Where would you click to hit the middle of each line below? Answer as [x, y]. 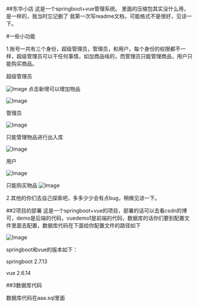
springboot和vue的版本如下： [42, 249]
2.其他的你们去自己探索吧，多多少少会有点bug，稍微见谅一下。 [83, 198]
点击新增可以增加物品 [55, 89]
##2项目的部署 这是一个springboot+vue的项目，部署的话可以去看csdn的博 [97, 211]
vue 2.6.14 [19, 273]
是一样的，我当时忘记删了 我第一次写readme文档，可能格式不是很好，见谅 [97, 16]
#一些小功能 [21, 36]
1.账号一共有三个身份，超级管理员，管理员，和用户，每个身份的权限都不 [93, 49]
